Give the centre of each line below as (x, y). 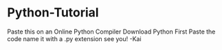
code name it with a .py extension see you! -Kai (75, 38)
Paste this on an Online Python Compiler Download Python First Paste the (111, 32)
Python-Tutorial (53, 13)
